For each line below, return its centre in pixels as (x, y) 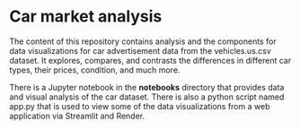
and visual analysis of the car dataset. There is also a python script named (147, 97)
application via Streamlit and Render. (77, 116)
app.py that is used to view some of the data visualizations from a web (140, 106)
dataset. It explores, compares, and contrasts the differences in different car (150, 60)
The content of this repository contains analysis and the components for (143, 41)
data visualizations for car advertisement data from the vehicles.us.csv (141, 50)
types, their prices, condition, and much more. (95, 70)
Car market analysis (86, 17)
